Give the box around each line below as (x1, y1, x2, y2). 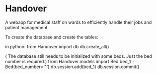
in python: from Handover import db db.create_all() (5, 43, 109, 49)
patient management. (5, 24, 49, 30)
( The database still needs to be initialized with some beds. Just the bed (5, 53, 153, 59)
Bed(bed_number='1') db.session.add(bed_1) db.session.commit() (5, 64, 140, 70)
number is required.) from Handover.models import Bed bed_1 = (5, 58, 135, 64)
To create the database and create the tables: (5, 34, 98, 40)
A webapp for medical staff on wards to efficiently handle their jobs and (5, 19, 152, 25)
